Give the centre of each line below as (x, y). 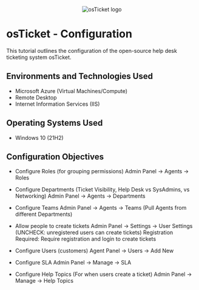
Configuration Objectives (55, 157)
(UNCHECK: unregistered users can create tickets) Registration (94, 233)
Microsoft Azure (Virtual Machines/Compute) (71, 91)
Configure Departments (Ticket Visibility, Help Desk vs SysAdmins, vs (102, 190)
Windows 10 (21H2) (39, 137)
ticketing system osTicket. (39, 57)
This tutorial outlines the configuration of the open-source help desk (92, 50)
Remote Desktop (36, 97)
